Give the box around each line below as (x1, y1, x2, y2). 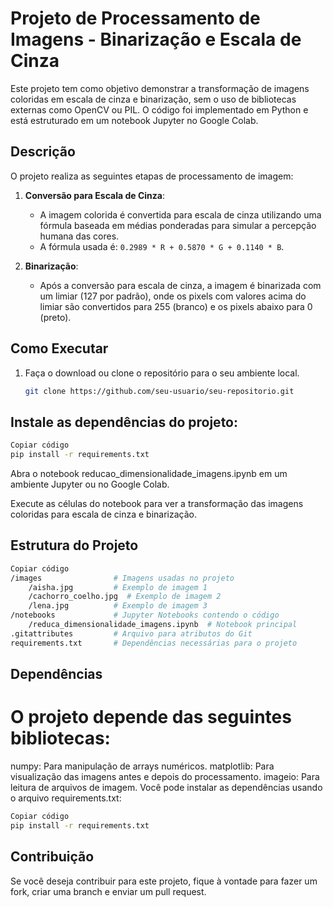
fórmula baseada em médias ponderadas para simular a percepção (39, 219, 317, 231)
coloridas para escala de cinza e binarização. (10, 508, 197, 520)
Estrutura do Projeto (10, 537, 139, 554)
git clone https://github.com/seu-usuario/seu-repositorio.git (24, 386, 295, 396)
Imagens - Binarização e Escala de (10, 28, 302, 51)
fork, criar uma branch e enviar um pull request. (10, 885, 207, 897)
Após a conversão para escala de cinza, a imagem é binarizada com (39, 279, 322, 291)
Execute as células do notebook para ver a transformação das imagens (10, 498, 304, 509)
